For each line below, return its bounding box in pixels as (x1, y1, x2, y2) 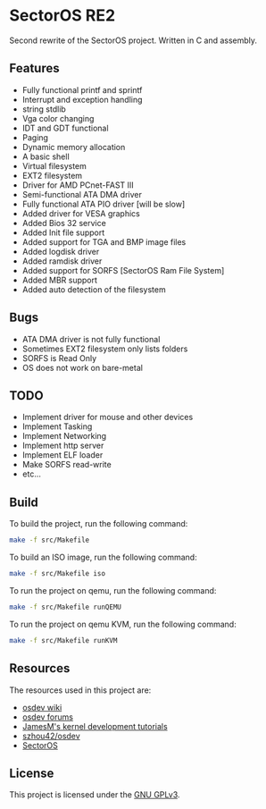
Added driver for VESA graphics (21, 207, 140, 219)
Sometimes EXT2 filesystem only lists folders (21, 343, 188, 354)
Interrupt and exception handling (21, 94, 143, 105)
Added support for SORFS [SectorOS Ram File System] (21, 265, 225, 275)
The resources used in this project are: (9, 685, 152, 695)
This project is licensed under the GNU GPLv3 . (9, 789, 180, 800)
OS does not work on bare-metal (21, 362, 143, 373)
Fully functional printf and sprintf (21, 84, 143, 95)
